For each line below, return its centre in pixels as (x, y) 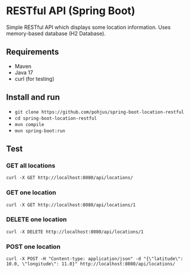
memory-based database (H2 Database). (56, 33)
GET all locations (31, 165)
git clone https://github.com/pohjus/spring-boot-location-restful (99, 112)
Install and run (33, 98)
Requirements (32, 52)
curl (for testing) (35, 78)
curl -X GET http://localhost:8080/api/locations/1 (71, 205)
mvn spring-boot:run (40, 131)
